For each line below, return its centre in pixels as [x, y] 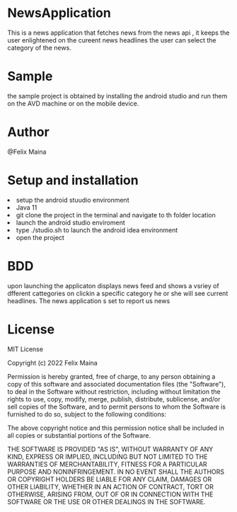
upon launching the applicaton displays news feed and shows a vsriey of [113, 285]
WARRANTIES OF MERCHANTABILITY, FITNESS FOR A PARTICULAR [107, 464]
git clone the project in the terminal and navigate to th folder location [116, 215]
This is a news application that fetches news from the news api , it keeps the [118, 33]
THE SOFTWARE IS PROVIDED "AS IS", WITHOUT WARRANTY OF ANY [110, 449]
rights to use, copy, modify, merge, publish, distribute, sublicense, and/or [114, 399]
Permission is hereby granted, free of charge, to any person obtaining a [111, 376]
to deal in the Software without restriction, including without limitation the [114, 392]
